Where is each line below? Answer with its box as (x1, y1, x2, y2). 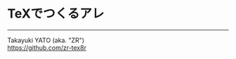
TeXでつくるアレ (7, 6, 105, 22)
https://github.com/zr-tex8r (7, 43, 86, 52)
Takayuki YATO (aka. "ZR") (7, 36, 85, 44)
